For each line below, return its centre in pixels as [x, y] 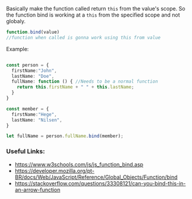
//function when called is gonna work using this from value [84, 37]
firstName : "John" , [34, 71]
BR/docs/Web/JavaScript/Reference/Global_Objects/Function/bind [96, 177]
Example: [18, 49]
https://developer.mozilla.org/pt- [55, 170]
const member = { [28, 109]
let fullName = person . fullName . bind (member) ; [65, 136]
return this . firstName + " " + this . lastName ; [75, 87]
